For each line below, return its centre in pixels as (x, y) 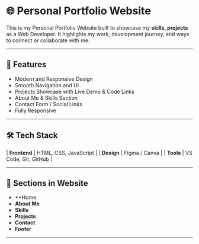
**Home (25, 198)
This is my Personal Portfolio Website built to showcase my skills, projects (97, 27)
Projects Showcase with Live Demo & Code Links (74, 91)
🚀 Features (26, 64)
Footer (23, 229)
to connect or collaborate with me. (48, 40)
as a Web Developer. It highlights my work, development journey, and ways (98, 34)
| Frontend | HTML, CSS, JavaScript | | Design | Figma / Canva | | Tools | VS (99, 153)
